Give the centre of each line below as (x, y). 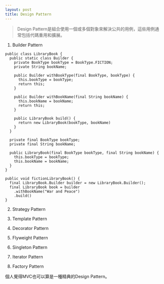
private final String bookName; (43, 144)
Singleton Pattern (30, 247)
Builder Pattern (27, 45)
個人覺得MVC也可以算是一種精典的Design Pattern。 (57, 276)
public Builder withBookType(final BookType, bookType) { (74, 75)
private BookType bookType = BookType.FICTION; (63, 62)
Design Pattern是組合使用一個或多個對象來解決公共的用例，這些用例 (86, 29)
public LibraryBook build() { (45, 118)
